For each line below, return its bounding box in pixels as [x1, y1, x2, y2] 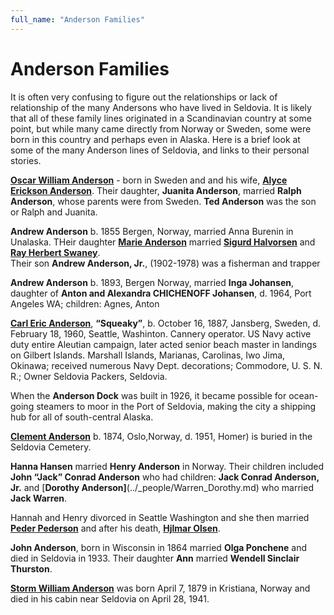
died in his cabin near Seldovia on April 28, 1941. [10, 592, 210, 605]
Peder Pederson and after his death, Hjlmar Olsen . [10, 522, 221, 534]
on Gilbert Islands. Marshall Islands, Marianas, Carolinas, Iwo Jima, [10, 349, 286, 361]
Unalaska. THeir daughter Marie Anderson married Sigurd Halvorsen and [10, 236, 316, 248]
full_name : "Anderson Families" [10, 14, 145, 25]
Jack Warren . [10, 492, 68, 504]
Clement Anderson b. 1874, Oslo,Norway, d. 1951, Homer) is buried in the [10, 430, 313, 442]
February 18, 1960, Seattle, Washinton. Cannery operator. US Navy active [10, 327, 312, 340]
